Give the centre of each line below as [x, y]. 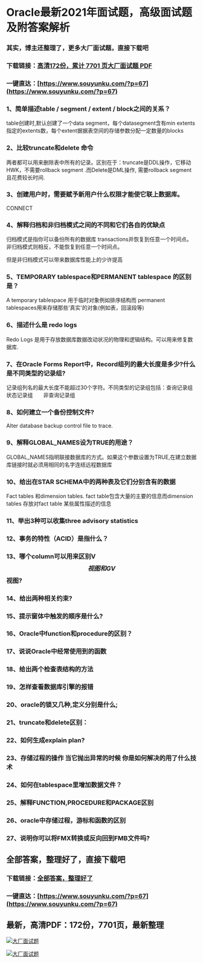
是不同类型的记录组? [36, 373]
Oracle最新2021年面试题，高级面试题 [99, 12]
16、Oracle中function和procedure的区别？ [69, 634]
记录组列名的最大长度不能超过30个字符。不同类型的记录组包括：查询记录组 [100, 387]
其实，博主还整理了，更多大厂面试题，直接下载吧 [78, 48]
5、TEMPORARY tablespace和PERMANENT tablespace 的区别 [99, 277]
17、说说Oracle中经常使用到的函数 [56, 651]
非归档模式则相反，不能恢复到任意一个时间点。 [64, 247]
